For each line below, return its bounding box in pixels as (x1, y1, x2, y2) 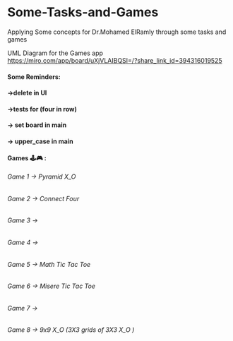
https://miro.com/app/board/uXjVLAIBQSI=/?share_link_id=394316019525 (7, 56, 222, 64)
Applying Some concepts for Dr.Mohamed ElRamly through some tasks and (7, 28, 227, 36)
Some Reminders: (7, 72, 61, 81)
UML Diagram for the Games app (7, 49, 104, 57)
